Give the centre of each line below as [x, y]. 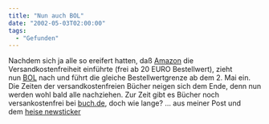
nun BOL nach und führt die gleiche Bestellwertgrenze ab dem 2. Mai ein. [130, 78]
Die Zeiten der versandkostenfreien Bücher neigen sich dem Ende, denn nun [135, 86]
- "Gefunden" [37, 38]
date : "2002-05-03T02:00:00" [57, 23]
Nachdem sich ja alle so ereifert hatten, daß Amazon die [101, 61]
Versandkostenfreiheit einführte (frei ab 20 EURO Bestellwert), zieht [120, 70]
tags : [17, 30]
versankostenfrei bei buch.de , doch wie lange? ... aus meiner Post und [124, 103]
